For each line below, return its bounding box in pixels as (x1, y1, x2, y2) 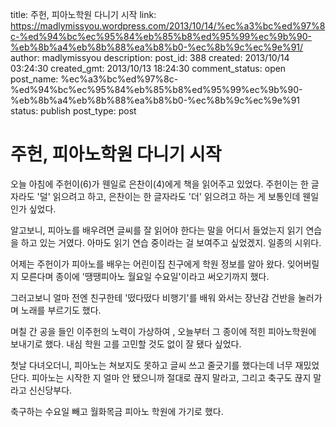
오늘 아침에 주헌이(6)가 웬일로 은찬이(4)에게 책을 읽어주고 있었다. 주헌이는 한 (10, 178, 309, 190)
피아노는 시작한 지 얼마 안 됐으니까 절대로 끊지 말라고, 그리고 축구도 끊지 (31, 371, 312, 383)
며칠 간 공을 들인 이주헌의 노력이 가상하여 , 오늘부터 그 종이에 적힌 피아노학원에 (10, 325, 317, 337)
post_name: (10, 73, 59, 85)
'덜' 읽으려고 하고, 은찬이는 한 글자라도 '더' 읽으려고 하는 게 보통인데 (36, 190, 301, 202)
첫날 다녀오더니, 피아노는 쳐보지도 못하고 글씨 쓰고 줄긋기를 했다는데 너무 (10, 359, 293, 371)
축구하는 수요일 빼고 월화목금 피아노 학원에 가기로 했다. (10, 405, 224, 417)
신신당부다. (28, 384, 73, 396)
